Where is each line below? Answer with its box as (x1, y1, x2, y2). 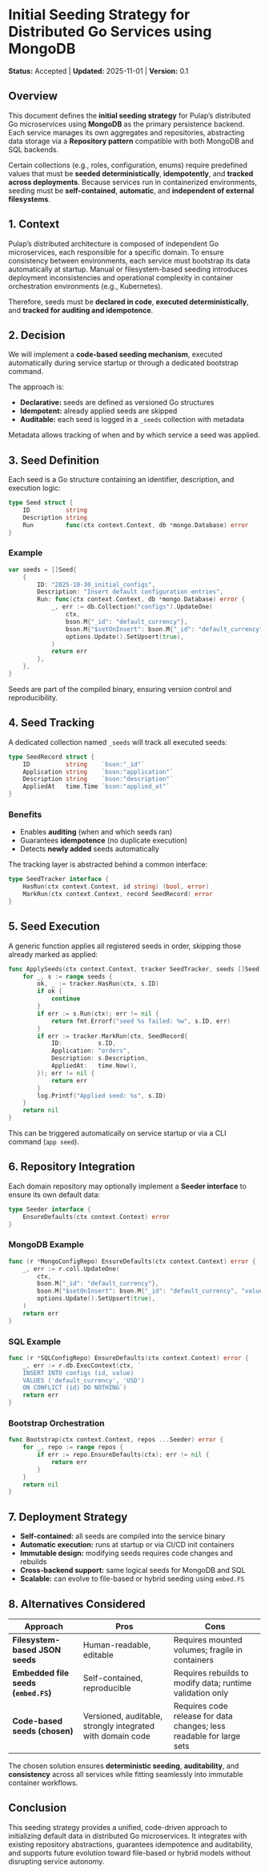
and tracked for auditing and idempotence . (8, 305, 154, 315)
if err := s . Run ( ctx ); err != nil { (37, 1009, 159, 1018)
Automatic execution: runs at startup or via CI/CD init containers (19, 1540, 235, 1550)
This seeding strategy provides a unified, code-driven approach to (8, 1822, 228, 1832)
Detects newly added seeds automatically (19, 844, 160, 854)
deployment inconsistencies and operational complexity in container (8, 272, 234, 282)
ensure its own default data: (8, 1189, 101, 1199)
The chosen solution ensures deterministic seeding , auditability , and (8, 1760, 239, 1771)
